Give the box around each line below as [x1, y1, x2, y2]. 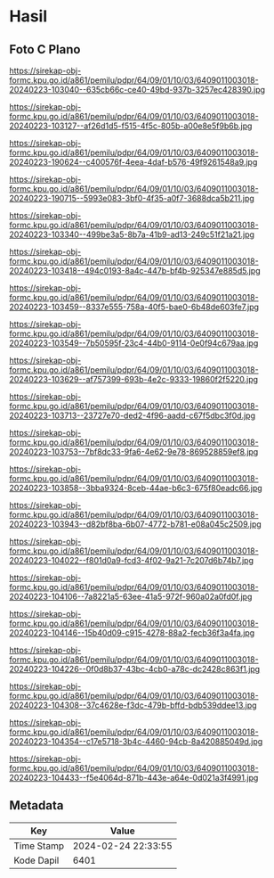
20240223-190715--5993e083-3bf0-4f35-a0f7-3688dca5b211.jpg [9, 193, 255, 203]
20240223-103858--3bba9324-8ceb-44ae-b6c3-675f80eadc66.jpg [9, 483, 262, 493]
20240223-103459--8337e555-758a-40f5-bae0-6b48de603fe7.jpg [9, 301, 260, 312]
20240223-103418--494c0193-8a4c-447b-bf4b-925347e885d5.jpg [9, 266, 261, 275]
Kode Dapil [13, 854, 60, 866]
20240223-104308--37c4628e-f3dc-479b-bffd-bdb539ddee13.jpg [9, 700, 257, 710]
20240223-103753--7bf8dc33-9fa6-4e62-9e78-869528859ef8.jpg [9, 447, 259, 456]
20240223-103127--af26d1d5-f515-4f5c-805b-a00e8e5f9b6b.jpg [9, 120, 253, 131]
